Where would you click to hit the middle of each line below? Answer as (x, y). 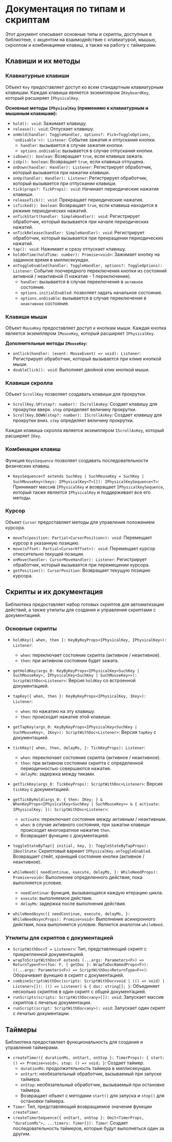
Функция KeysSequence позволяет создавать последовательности (77, 460)
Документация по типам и (65, 9)
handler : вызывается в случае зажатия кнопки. (72, 145)
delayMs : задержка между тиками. (58, 774)
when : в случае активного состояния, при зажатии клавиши (85, 825)
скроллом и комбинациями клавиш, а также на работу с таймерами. (81, 45)
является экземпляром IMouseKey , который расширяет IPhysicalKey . (80, 333)
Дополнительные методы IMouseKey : (46, 343)
